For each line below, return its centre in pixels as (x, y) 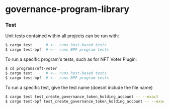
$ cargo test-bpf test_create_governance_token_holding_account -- (77, 101)
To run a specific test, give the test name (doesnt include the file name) (79, 87)
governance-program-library (67, 9)
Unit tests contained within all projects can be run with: (62, 36)
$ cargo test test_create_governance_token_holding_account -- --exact (82, 96)
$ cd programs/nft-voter (31, 69)
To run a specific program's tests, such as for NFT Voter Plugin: (71, 59)
